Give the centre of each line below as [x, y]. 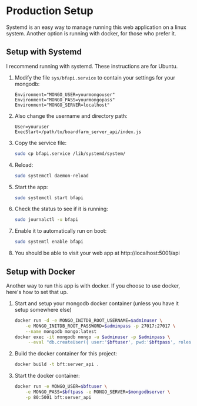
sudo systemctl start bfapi [49, 198]
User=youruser [32, 127]
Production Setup [50, 11]
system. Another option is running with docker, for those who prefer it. [91, 33]
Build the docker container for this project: [66, 354]
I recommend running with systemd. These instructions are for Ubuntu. [92, 66]
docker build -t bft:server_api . [57, 364]
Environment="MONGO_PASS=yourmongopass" [65, 100]
